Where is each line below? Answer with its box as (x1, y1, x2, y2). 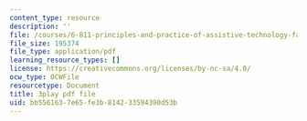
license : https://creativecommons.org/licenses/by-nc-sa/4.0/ (9, 65, 251, 74)
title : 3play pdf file (9, 89, 96, 98)
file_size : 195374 (9, 38, 79, 48)
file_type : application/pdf (9, 47, 117, 56)
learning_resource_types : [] (9, 55, 121, 65)
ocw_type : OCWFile (9, 73, 79, 82)
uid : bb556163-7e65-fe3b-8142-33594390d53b (9, 97, 178, 107)
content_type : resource (9, 13, 101, 23)
